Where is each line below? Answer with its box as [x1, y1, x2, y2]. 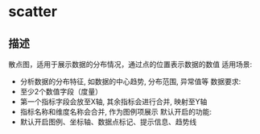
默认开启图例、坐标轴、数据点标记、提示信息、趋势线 [19, 117, 197, 127]
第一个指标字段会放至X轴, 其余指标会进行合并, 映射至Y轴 [19, 97, 208, 107]
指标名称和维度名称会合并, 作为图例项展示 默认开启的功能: [19, 107, 212, 116]
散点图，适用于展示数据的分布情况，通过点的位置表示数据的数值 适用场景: [8, 60, 252, 69]
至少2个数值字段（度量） [19, 87, 103, 96]
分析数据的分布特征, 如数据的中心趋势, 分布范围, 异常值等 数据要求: [19, 77, 241, 86]
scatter [8, 2, 58, 21]
